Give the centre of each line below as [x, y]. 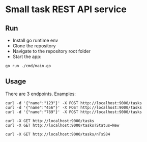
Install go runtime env [35, 40]
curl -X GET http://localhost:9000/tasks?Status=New [62, 125]
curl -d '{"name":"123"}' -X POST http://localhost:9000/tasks [74, 103]
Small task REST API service [66, 9]
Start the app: [27, 56]
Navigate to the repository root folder [51, 51]
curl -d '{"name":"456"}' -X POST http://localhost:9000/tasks [74, 107]
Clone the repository [34, 46]
